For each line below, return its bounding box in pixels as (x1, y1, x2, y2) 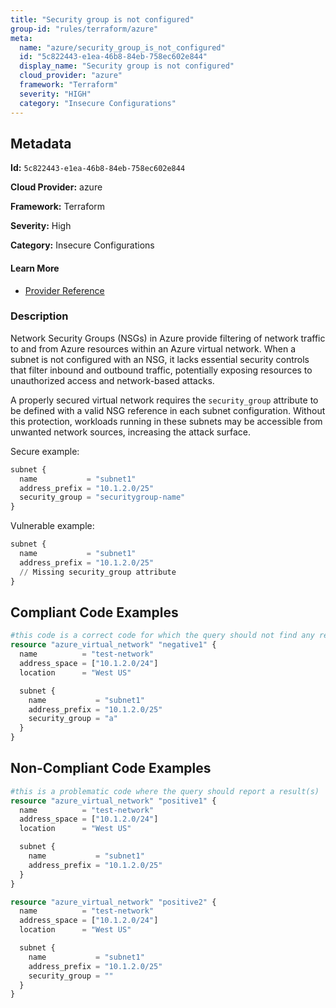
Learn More (10, 262, 60, 274)
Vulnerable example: (10, 520, 95, 532)
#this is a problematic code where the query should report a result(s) (10, 786, 320, 796)
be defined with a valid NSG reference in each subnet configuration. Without (10, 404, 326, 416)
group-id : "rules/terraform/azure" (10, 24, 159, 34)
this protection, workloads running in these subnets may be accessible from (10, 415, 323, 427)
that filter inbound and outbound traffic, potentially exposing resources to (10, 364, 313, 376)
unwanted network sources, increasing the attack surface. (10, 426, 251, 438)
